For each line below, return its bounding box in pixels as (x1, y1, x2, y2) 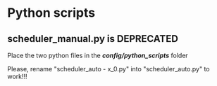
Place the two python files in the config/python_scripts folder (7, 51, 188, 59)
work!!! (7, 72, 27, 80)
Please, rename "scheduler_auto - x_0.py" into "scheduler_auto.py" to (7, 65, 210, 73)
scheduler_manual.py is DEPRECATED (7, 33, 178, 45)
